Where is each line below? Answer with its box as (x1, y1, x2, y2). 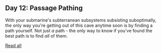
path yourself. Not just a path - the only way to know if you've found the (5, 27, 153, 34)
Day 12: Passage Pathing (5, 4, 83, 12)
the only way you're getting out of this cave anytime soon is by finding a (5, 22, 153, 28)
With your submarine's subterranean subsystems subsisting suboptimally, (5, 17, 157, 23)
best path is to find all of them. (5, 33, 68, 39)
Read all (5, 42, 22, 49)
